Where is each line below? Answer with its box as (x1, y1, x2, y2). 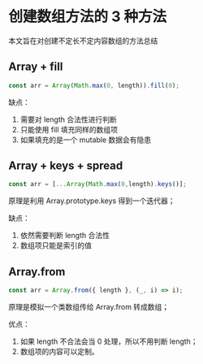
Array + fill (8, 60, 63, 74)
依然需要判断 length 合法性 (19, 231, 110, 240)
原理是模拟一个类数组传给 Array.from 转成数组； (8, 302, 170, 311)
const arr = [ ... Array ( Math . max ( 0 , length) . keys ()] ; (8, 180, 187, 188)
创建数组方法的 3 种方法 (8, 7, 167, 26)
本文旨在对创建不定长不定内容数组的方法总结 (8, 36, 158, 45)
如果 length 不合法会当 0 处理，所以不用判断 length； (19, 336, 198, 346)
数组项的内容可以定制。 (19, 347, 99, 356)
